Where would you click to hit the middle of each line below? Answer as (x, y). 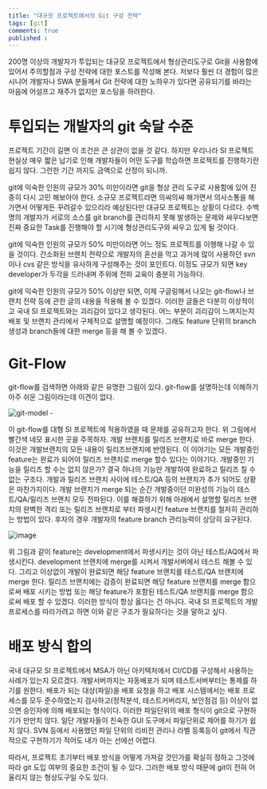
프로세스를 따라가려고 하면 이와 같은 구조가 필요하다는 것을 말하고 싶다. (118, 612)
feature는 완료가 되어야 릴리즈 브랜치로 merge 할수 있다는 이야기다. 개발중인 (127, 459)
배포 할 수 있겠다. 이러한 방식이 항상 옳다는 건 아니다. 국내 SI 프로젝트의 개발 (140, 602)
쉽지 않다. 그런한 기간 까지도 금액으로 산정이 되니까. (88, 170)
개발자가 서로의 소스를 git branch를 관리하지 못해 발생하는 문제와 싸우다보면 (141, 217)
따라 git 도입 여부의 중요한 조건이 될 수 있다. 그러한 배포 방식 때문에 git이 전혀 (128, 767)
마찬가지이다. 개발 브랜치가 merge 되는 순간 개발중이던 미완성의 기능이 (126, 490)
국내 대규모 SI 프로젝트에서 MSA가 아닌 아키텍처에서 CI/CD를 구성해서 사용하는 (131, 671)
